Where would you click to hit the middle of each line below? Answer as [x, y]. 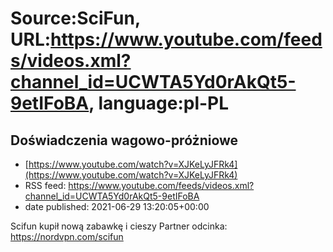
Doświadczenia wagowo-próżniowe [124, 140]
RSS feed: [45, 185]
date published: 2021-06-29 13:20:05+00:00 [117, 206]
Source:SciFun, [75, 18]
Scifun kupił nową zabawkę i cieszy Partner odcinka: [119, 226]
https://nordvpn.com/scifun [67, 236]
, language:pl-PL [159, 103]
